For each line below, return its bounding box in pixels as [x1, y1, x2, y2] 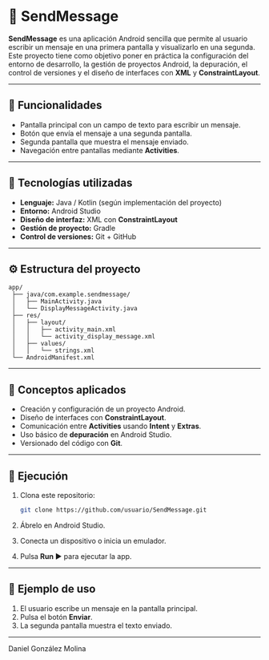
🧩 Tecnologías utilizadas [8, 176, 133, 190]
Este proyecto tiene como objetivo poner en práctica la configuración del [8, 51, 249, 60]
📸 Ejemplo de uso [8, 582, 96, 596]
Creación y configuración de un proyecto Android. [19, 404, 186, 414]
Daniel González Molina [8, 643, 86, 653]
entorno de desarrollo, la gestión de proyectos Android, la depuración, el [8, 59, 248, 69]
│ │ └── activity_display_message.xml [11, 333, 156, 341]
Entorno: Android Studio [19, 206, 102, 216]
